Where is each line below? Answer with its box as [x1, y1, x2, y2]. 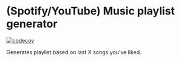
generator [6, 17, 58, 31]
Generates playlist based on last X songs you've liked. [6, 48, 142, 55]
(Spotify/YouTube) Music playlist [6, 4, 175, 18]
